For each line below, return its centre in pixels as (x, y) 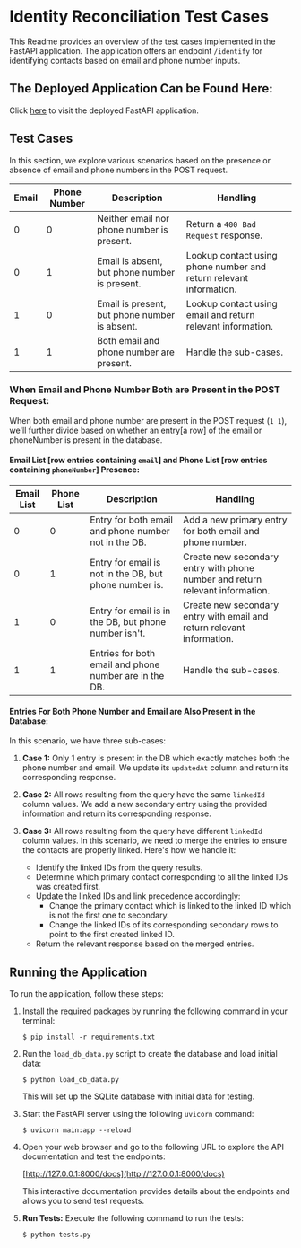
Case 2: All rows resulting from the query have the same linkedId (144, 795)
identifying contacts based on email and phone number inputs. (125, 60)
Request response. (224, 235)
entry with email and (226, 617)
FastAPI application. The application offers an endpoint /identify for (136, 50)
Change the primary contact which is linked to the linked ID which (170, 906)
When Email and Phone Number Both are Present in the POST (145, 390)
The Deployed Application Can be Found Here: (141, 88)
